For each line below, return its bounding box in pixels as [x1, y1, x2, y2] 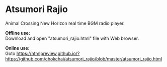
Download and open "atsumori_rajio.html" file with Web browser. [5, 35, 139, 41]
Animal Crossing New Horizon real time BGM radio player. [5, 20, 125, 26]
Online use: [5, 45, 30, 51]
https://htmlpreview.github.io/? [16, 50, 80, 56]
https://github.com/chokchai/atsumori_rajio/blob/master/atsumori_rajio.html [5, 55, 162, 61]
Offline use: [5, 30, 30, 36]
